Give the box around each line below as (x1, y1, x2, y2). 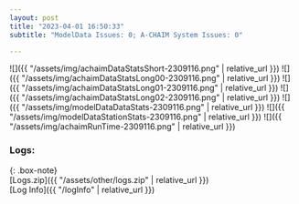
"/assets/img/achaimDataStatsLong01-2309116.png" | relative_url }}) (21, 83, 279, 94)
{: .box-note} (9, 165, 58, 176)
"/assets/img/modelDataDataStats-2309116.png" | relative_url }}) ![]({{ (21, 102, 285, 113)
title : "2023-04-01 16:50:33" (9, 22, 125, 31)
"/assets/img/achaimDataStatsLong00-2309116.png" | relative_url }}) (21, 73, 281, 84)
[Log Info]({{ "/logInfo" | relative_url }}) (9, 184, 155, 195)
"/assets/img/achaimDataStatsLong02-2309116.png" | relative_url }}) (21, 92, 281, 103)
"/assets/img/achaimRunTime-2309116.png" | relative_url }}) (9, 121, 236, 132)
